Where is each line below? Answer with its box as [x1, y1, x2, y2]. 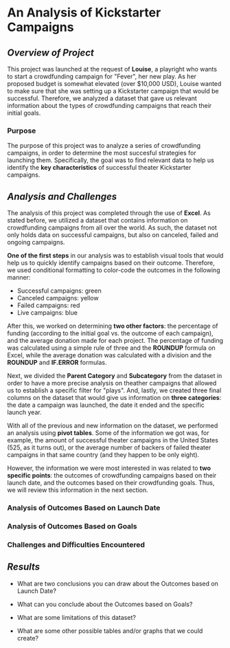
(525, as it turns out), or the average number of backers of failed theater [7, 443, 211, 451]
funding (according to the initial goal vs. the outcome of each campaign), [7, 329, 214, 337]
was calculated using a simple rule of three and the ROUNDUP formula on [7, 344, 216, 352]
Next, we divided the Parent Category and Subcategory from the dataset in [7, 372, 222, 380]
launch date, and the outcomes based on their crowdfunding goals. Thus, [7, 479, 215, 487]
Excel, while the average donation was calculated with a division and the [7, 351, 212, 359]
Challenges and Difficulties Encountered [7, 539, 146, 549]
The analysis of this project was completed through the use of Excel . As [7, 209, 211, 217]
